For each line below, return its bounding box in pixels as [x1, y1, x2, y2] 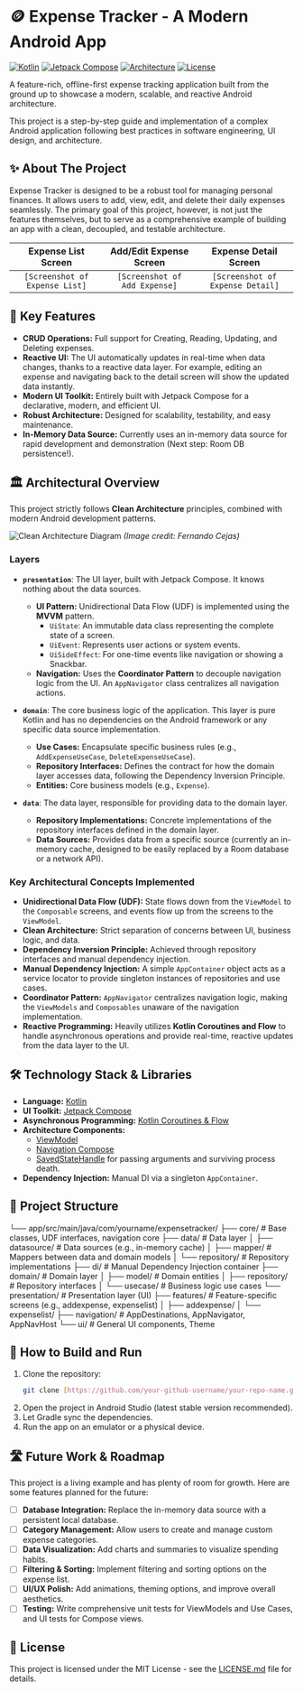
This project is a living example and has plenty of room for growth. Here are [9, 1477, 290, 1489]
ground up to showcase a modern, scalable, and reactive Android [9, 88, 252, 99]
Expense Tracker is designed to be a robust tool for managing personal [9, 185, 273, 196]
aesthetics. [22, 1593, 64, 1604]
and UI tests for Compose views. [22, 1613, 144, 1624]
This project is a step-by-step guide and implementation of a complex [9, 116, 269, 126]
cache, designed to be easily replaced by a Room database [69, 843, 289, 854]
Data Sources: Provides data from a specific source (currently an [35, 833, 280, 844]
